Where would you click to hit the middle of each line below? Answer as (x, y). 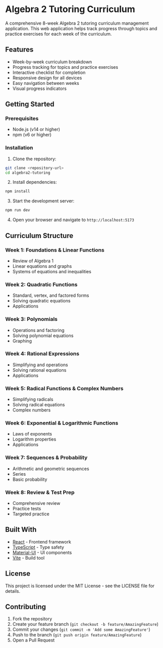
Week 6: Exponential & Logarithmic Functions (62, 423)
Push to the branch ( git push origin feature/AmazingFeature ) (77, 635)
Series (19, 474)
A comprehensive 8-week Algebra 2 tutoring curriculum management (77, 23)
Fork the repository (32, 619)
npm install (18, 191)
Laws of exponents (32, 434)
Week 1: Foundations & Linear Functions (55, 250)
